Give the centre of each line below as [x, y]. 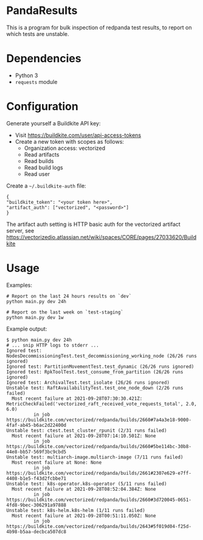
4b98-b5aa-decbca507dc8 [36, 531]
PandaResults [42, 11]
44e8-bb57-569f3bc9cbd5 [36, 452]
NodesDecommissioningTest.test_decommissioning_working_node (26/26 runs [102, 356]
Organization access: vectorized [65, 148]
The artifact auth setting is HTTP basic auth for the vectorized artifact [93, 224]
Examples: [19, 285]
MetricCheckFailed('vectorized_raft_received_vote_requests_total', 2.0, [102, 404]
